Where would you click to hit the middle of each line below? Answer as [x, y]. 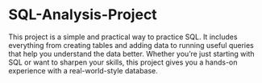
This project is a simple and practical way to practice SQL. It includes [123, 37]
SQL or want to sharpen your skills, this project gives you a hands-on [123, 62]
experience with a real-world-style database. [83, 70]
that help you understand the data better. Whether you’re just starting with [132, 53]
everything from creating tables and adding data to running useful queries [131, 45]
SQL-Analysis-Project [83, 15]
